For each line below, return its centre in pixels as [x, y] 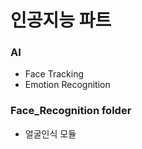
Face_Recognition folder [71, 111]
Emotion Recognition [67, 85]
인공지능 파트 [61, 20]
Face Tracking [54, 74]
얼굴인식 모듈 [50, 133]
